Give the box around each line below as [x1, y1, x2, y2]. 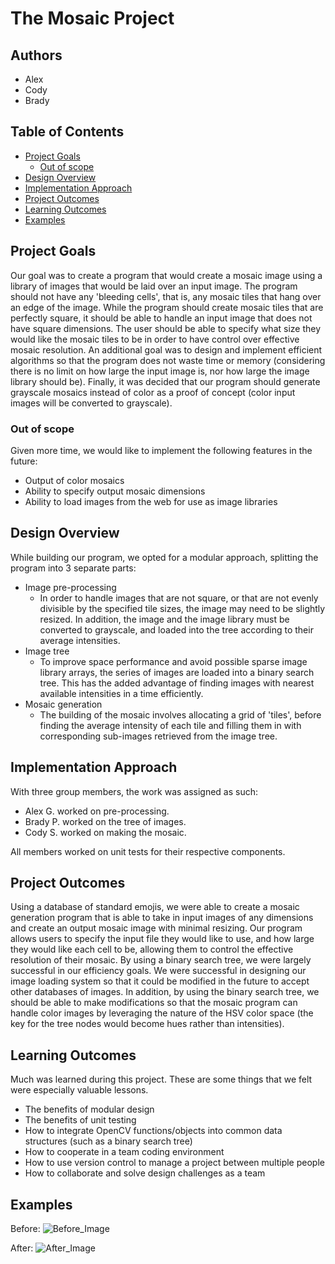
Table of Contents [10, 123, 125, 141]
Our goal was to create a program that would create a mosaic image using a [10, 269, 323, 281]
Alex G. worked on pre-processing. [24, 805, 170, 817]
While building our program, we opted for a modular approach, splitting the [10, 551, 319, 563]
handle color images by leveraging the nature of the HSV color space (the [10, 1007, 314, 1019]
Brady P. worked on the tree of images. [24, 815, 187, 827]
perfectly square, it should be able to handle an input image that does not [10, 312, 313, 324]
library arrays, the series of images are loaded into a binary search [39, 666, 315, 678]
